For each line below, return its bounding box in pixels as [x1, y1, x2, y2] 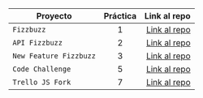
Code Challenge [12, 65, 71, 74]
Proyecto [36, 11, 72, 21]
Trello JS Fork [12, 78, 71, 87]
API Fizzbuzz [12, 38, 63, 47]
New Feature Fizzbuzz [12, 52, 96, 60]
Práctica [103, 11, 137, 21]
